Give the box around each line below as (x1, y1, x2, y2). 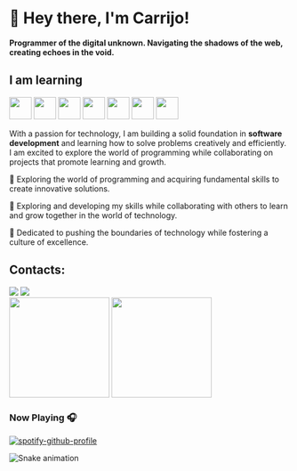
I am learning (9, 73, 83, 88)
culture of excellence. (9, 236, 89, 248)
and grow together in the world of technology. (9, 209, 178, 221)
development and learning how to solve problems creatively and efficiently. (9, 137, 287, 148)
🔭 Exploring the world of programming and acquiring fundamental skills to (9, 174, 280, 184)
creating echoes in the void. (9, 46, 115, 57)
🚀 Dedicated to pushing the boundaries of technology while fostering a (9, 227, 269, 238)
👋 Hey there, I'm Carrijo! (9, 8, 189, 28)
